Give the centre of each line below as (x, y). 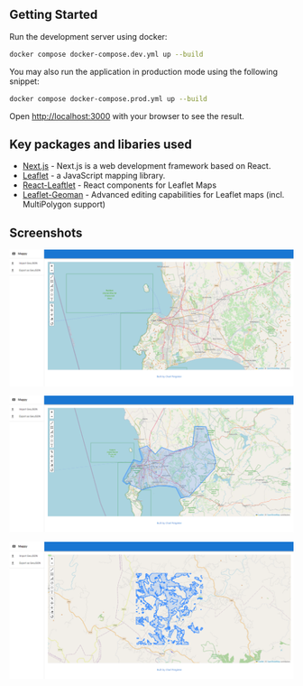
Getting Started (54, 15)
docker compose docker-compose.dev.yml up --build (106, 54)
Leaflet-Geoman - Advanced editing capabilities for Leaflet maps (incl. (153, 195)
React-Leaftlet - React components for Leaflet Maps (119, 185)
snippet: (24, 81)
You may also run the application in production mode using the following (143, 71)
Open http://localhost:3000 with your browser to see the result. (127, 116)
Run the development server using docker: (88, 36)
